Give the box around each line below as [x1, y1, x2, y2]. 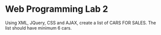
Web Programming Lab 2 [5, 3, 108, 15]
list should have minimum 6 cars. [5, 25, 72, 31]
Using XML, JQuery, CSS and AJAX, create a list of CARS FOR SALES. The [5, 20, 156, 26]
